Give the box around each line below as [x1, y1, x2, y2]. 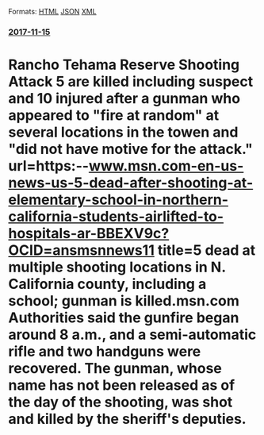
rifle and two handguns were [8, 343, 201, 360]
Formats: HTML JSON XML [8, 7, 97, 16]
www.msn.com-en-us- [88, 157, 244, 175]
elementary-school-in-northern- [8, 191, 228, 209]
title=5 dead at [157, 241, 256, 260]
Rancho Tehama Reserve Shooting [8, 56, 240, 74]
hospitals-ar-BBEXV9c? [8, 225, 170, 243]
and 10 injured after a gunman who [8, 90, 240, 108]
